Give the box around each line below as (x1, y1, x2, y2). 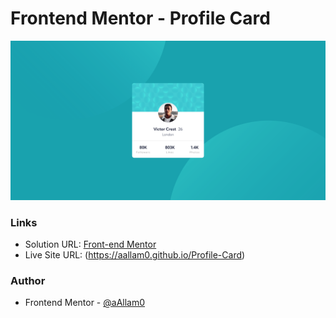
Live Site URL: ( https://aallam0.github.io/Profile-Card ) (24, 249, 246, 261)
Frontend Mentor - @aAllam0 (24, 297, 146, 309)
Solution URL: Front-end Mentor (24, 238, 157, 251)
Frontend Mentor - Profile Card (10, 7, 271, 30)
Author (10, 274, 46, 288)
